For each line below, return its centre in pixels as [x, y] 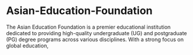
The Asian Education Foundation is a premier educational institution [89, 27]
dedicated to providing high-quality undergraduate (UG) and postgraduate [97, 33]
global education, [27, 46]
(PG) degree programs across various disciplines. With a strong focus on [95, 39]
